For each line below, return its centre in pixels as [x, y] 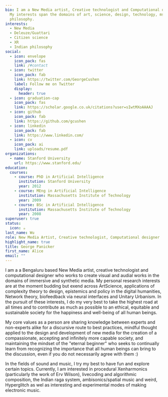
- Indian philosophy [31, 47]
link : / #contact [31, 65]
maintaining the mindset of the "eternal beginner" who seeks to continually [82, 343]
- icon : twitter [26, 70]
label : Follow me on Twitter [44, 84]
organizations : [21, 154]
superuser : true [22, 219]
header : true [32, 93]
